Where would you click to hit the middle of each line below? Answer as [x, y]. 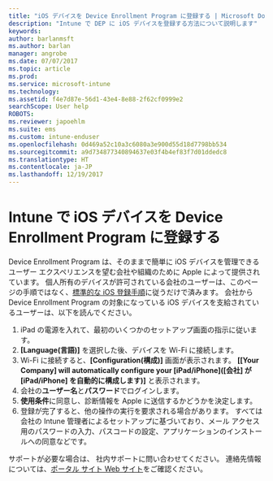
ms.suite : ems [32, 129]
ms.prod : [23, 76]
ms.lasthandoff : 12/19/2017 [56, 175]
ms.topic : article [39, 69]
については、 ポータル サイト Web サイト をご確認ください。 [108, 469]
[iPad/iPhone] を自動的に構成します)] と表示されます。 [112, 380]
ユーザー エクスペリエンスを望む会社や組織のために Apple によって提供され [134, 271]
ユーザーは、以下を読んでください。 [76, 312]
